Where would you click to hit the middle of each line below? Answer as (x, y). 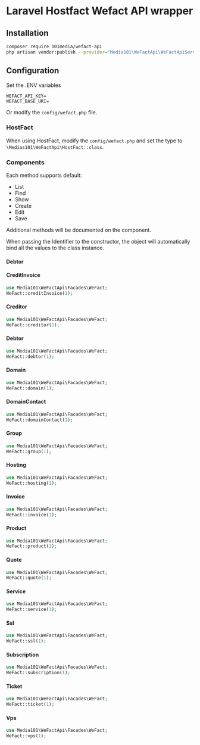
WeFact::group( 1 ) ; (29, 451)
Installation (27, 33)
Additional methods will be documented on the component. (79, 230)
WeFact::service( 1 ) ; (32, 610)
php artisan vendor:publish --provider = (57, 52)
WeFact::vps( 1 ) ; (26, 736)
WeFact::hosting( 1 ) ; (32, 483)
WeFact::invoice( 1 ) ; (32, 515)
